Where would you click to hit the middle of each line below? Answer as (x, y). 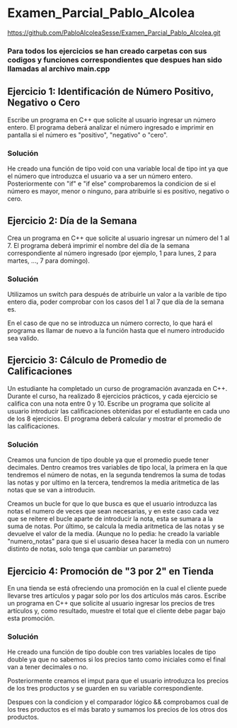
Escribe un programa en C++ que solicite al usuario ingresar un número (111, 120)
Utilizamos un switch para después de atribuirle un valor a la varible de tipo (117, 295)
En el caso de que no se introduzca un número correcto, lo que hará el (110, 323)
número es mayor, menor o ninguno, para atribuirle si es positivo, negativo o (118, 191)
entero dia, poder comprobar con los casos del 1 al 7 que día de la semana (116, 302)
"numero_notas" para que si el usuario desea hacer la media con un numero (118, 541)
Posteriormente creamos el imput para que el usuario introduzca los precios (118, 681)
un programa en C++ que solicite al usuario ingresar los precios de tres (111, 603)
